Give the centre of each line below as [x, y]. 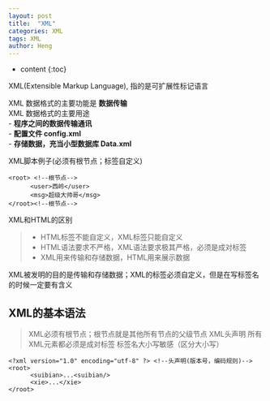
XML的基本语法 [47, 313]
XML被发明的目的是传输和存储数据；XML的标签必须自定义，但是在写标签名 [134, 275]
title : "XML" [32, 24]
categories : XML [36, 31]
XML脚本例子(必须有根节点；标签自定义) [76, 161]
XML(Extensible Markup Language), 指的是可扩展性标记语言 [109, 86]
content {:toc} [43, 69]
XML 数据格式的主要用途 [49, 114]
